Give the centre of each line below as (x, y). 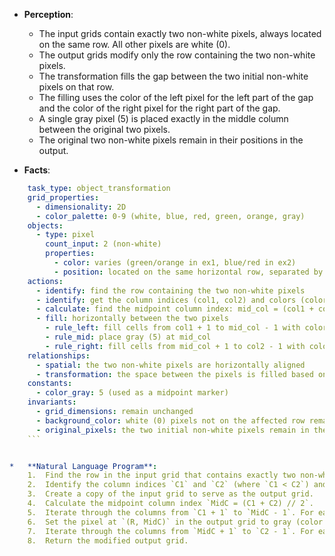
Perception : (48, 14)
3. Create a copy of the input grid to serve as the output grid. (170, 494)
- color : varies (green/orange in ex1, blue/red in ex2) (175, 263)
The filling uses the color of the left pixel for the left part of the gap (176, 97)
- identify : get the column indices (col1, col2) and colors (166, 300)
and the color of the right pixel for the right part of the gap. (159, 108)
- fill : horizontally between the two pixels (132, 319)
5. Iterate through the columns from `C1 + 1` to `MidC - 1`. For (170, 512)
